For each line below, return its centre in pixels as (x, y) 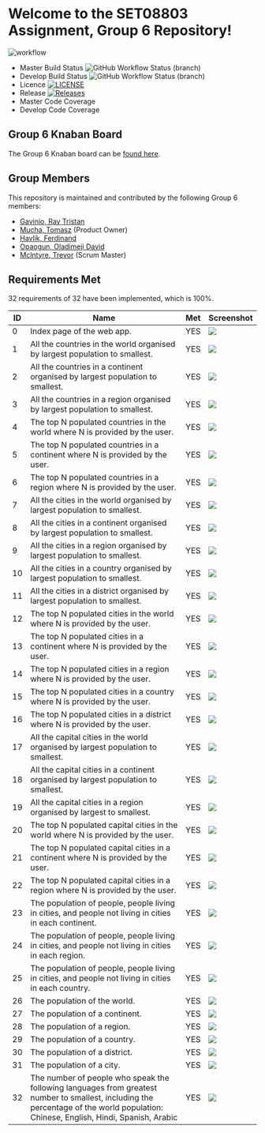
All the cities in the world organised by (101, 500)
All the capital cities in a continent (93, 770)
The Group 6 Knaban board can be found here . (84, 153)
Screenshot (231, 318)
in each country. (60, 988)
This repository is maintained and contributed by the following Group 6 (123, 198)
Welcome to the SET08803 (98, 14)
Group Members (49, 179)
